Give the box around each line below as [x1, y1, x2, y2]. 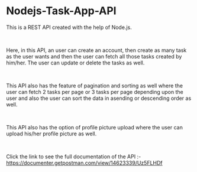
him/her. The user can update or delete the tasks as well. [6, 59, 145, 66]
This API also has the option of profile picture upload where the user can [6, 124, 183, 131]
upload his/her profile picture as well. [6, 130, 97, 137]
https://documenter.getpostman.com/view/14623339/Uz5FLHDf [6, 159, 163, 166]
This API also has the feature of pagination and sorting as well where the [6, 82, 183, 89]
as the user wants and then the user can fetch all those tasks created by [6, 53, 182, 60]
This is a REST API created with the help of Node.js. [6, 24, 132, 31]
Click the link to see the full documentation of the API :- [6, 152, 141, 160]
